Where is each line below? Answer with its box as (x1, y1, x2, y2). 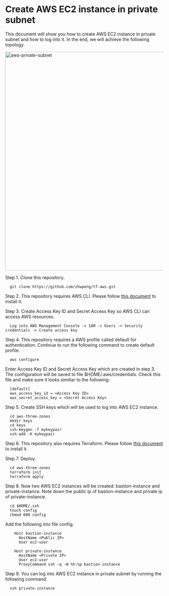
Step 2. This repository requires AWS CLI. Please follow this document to (5, 293, 156, 299)
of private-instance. (5, 494, 46, 500)
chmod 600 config (10, 512, 46, 517)
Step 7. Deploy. (5, 455, 36, 461)
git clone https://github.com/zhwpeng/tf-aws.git (10, 284, 116, 289)
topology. (5, 41, 25, 47)
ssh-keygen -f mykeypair (10, 427, 62, 432)
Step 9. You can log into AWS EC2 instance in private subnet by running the (5, 570, 162, 576)
